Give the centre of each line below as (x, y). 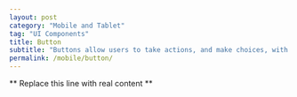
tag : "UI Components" (49, 34)
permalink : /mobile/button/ (61, 58)
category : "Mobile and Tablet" (67, 26)
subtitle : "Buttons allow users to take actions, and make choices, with (149, 50)
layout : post (33, 17)
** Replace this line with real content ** (81, 83)
